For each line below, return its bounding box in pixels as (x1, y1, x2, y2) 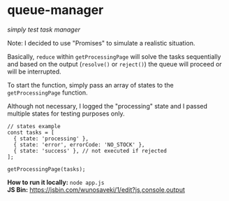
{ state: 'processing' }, (13, 135, 89, 142)
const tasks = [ (7, 129, 54, 136)
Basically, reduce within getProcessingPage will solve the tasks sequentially (7, 52, 221, 61)
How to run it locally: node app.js (7, 178, 105, 186)
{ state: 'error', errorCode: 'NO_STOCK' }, (13, 141, 145, 148)
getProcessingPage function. (7, 88, 89, 97)
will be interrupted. (7, 67, 61, 76)
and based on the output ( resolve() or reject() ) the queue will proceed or (7, 60, 222, 68)
